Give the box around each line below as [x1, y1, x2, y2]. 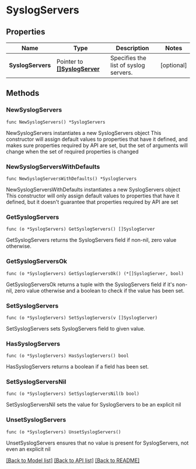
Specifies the [110, 54, 147, 62]
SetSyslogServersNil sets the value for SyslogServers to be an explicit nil [6, 401, 181, 408]
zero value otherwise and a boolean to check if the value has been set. [14, 287, 185, 294]
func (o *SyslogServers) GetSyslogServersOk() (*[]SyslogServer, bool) [6, 270, 184, 276]
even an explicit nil [6, 445, 51, 453]
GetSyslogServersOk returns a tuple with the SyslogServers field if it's [6, 281, 175, 288]
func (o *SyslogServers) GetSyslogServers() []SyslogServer [6, 226, 156, 232]
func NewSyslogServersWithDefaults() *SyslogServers [6, 176, 137, 182]
